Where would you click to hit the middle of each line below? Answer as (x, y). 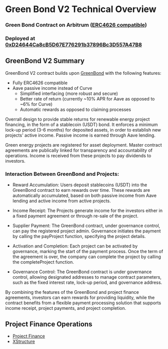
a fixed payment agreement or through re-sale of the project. (75, 216)
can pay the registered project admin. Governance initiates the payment (87, 231)
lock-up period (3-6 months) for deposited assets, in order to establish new (83, 130)
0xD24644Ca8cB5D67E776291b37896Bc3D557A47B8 (73, 45)
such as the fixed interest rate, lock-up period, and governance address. (87, 283)
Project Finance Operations (49, 324)
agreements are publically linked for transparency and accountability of (79, 150)
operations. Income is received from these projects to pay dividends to (78, 155)
